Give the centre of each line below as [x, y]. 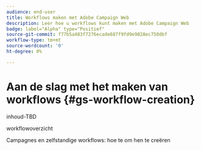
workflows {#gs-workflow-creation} [101, 99]
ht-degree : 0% [24, 52]
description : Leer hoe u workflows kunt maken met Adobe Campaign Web [98, 23]
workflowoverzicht [30, 128]
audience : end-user [31, 12]
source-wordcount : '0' [35, 46]
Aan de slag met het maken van [87, 87]
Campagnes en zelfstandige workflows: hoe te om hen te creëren [88, 140]
